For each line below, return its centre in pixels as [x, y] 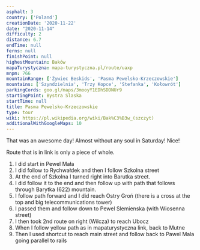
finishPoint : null [29, 56]
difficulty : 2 [24, 34]
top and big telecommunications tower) [63, 203]
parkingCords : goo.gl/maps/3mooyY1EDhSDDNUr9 [64, 90]
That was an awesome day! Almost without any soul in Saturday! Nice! [93, 141]
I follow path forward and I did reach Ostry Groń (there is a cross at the [102, 196]
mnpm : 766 [19, 73]
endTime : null [24, 46]
